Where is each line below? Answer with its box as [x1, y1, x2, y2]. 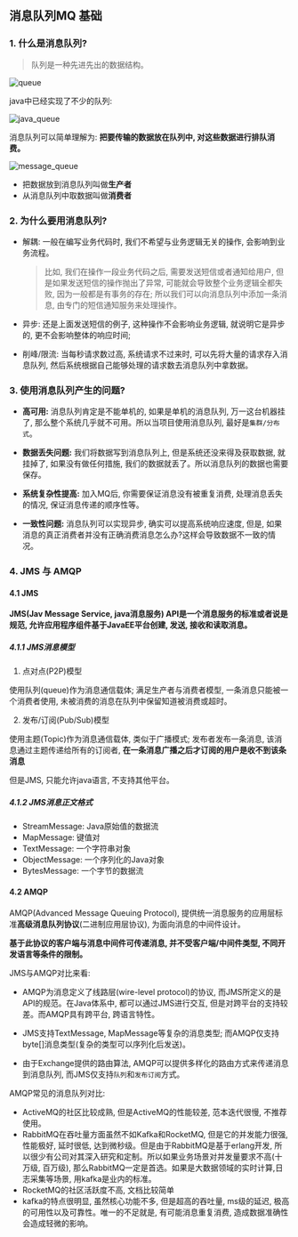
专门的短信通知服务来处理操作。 [64, 299, 182, 310]
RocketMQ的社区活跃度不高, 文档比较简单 [21, 1184, 175, 1195]
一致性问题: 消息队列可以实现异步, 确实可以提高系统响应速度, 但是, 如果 [21, 519, 283, 530]
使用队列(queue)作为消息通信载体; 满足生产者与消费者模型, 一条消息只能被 [9, 684, 281, 696]
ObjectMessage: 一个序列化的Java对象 [21, 854, 165, 865]
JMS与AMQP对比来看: [9, 967, 91, 978]
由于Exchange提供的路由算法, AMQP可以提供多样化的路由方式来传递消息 [21, 1057, 289, 1068]
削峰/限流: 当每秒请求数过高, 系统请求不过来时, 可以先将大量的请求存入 [21, 348, 280, 359]
